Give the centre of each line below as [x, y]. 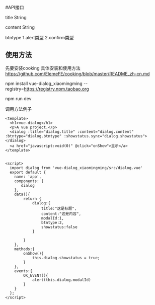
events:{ [23, 271]
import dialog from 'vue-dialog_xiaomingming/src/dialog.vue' [76, 168]
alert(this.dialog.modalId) [62, 280]
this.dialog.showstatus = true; [66, 258]
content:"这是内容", [61, 214]
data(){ [22, 194]
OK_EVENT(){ [36, 275]
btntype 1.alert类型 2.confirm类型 [40, 37]
